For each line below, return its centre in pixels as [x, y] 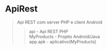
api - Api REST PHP [48, 31]
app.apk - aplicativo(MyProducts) [63, 41]
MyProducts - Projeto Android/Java [64, 37]
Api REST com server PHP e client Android [60, 22]
